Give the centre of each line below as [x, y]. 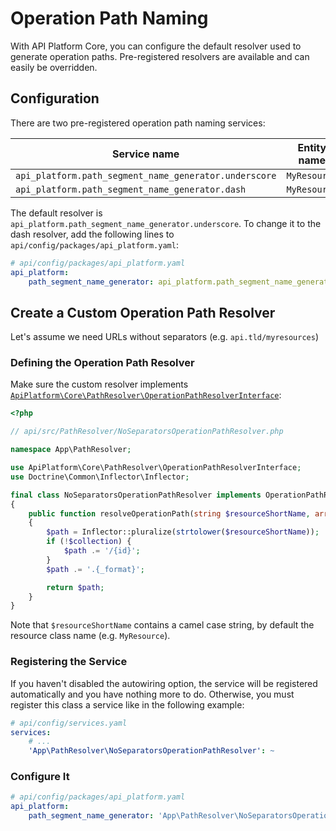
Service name [146, 154]
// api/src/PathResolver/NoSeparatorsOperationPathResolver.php [147, 432]
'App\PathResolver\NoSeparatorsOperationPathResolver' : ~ [151, 751]
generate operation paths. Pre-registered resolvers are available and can [160, 56]
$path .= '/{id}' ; [102, 551]
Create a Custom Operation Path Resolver [143, 312]
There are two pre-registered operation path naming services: [138, 123]
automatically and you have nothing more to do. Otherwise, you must [152, 694]
